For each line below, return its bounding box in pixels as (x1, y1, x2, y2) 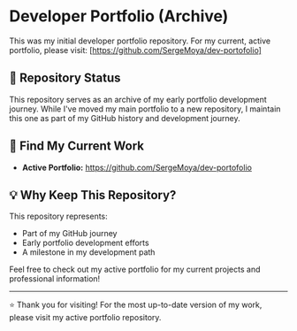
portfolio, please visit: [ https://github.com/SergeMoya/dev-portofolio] (9, 44, 263, 55)
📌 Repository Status (9, 71, 121, 86)
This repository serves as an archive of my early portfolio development (9, 94, 267, 104)
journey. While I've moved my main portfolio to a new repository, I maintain (9, 104, 281, 114)
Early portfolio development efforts (21, 237, 149, 249)
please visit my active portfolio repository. (9, 312, 162, 323)
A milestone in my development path (21, 247, 156, 258)
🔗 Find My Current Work (9, 139, 144, 154)
